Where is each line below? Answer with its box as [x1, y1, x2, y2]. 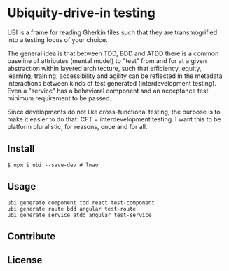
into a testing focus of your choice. [7, 35, 109, 44]
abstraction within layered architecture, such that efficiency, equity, [7, 64, 202, 72]
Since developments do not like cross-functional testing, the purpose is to [7, 107, 221, 116]
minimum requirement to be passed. [7, 93, 112, 103]
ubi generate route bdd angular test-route [7, 205, 137, 212]
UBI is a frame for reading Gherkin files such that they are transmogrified [7, 28, 218, 37]
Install [7, 143, 35, 155]
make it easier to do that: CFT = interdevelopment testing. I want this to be [7, 114, 222, 124]
